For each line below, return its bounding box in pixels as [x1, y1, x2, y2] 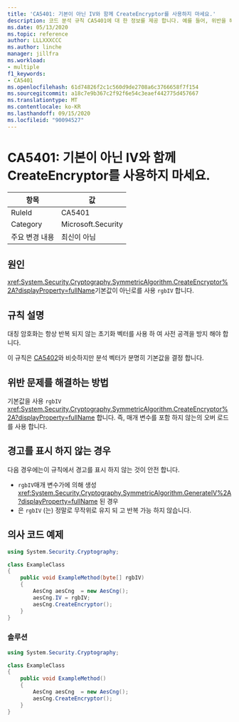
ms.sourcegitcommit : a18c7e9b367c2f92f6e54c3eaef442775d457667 [7, 90, 199, 97]
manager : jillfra [7, 51, 59, 58]
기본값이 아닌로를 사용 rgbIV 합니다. [95, 286, 194, 295]
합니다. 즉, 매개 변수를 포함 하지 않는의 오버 [96, 413, 216, 422]
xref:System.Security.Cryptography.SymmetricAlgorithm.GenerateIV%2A [17, 488, 232, 497]
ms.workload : [7, 57, 46, 64]
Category [11, 219, 43, 229]
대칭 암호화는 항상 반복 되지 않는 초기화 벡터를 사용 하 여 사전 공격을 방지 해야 [7, 330, 222, 338]
